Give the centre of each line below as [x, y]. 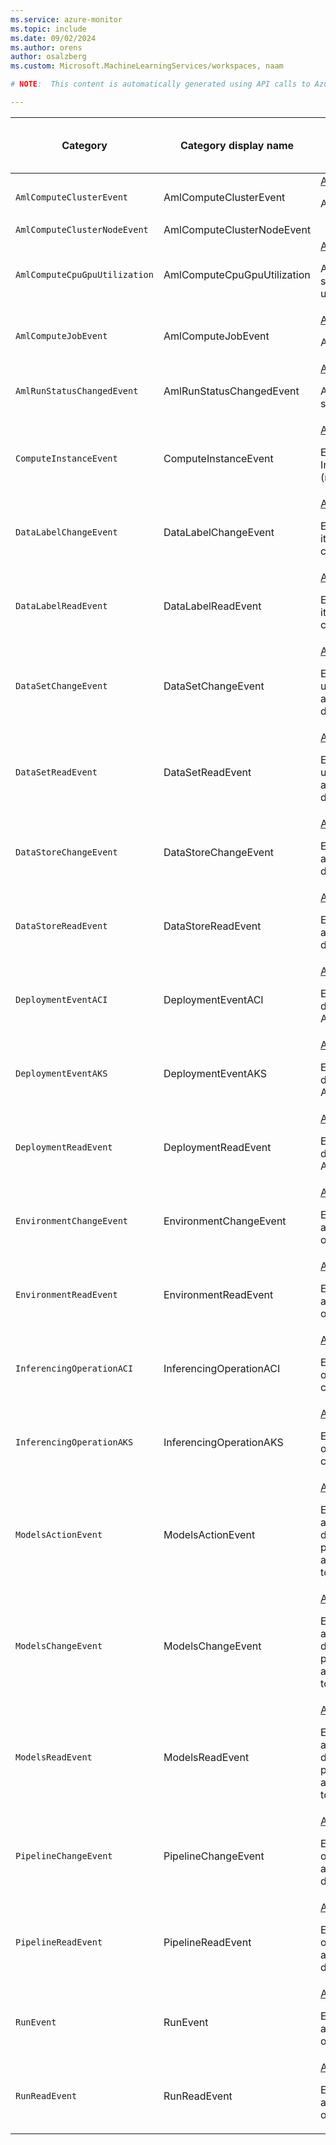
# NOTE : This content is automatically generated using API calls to [160, 84]
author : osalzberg [48, 57]
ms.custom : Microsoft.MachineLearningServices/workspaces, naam [147, 66]
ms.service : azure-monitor [66, 19]
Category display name [237, 145]
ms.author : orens [46, 47]
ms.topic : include [48, 29]
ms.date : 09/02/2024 [53, 38]
